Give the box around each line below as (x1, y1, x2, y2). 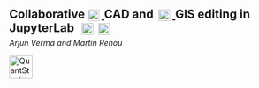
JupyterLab (9, 20, 75, 36)
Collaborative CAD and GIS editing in (9, 7, 250, 21)
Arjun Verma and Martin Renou (9, 38, 123, 48)
